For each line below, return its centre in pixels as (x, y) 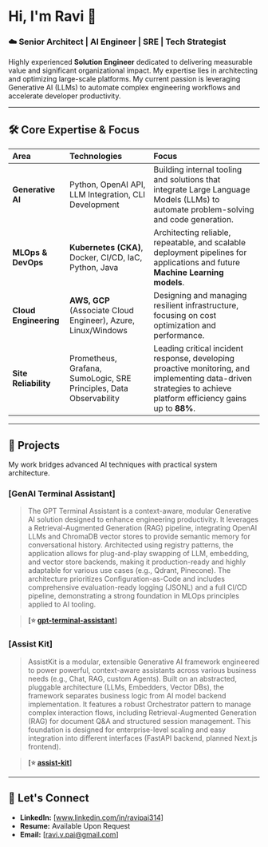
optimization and (185, 325)
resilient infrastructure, (196, 305)
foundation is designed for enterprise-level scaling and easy (126, 730)
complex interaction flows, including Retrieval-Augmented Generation (142, 712)
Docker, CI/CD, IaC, (106, 257)
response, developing (194, 359)
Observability (94, 399)
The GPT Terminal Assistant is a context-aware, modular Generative (140, 511)
